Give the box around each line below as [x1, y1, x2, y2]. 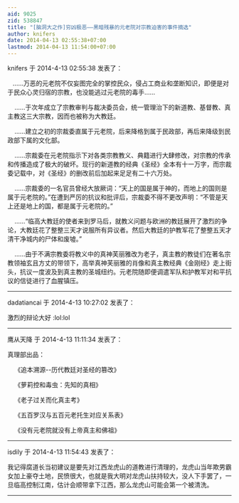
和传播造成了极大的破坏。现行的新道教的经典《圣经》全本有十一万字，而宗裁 [7, 160, 232, 168]
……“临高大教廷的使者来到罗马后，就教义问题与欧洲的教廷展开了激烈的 [14, 217, 222, 225]
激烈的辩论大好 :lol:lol [7, 314, 70, 322]
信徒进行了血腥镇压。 [19, 277, 83, 285]
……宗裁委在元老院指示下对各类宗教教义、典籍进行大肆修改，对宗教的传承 [14, 151, 231, 159]
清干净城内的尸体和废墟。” [7, 235, 83, 243]
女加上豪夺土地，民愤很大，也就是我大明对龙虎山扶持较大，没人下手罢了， [7, 472, 225, 480]
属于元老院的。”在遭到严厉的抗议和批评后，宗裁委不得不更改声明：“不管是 [7, 193, 222, 201]
